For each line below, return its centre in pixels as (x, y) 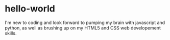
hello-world (30, 9)
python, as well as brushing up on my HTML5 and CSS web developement (83, 27)
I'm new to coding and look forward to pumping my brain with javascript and (85, 22)
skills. (11, 33)
